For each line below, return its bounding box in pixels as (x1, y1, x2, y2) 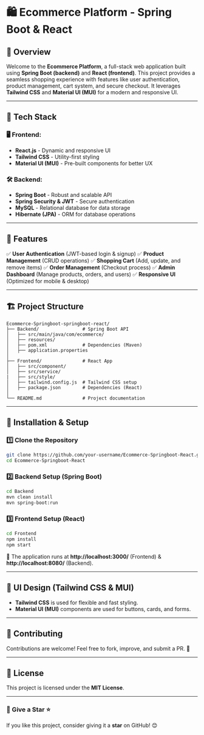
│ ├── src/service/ (6, 368, 61, 374)
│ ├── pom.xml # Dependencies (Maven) (6, 342, 143, 348)
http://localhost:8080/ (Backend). (6, 559, 93, 567)
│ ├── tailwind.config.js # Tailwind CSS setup (6, 379, 137, 385)
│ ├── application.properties (6, 347, 88, 353)
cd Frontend (6, 531, 36, 537)
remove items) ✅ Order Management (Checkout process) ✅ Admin (6, 263, 175, 271)
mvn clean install (6, 494, 53, 500)
